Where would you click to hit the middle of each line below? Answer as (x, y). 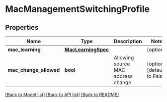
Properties (22, 27)
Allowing (124, 58)
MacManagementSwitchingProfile (78, 9)
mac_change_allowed (34, 70)
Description (128, 41)
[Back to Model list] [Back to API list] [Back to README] (62, 95)
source (122, 64)
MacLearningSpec (87, 50)
